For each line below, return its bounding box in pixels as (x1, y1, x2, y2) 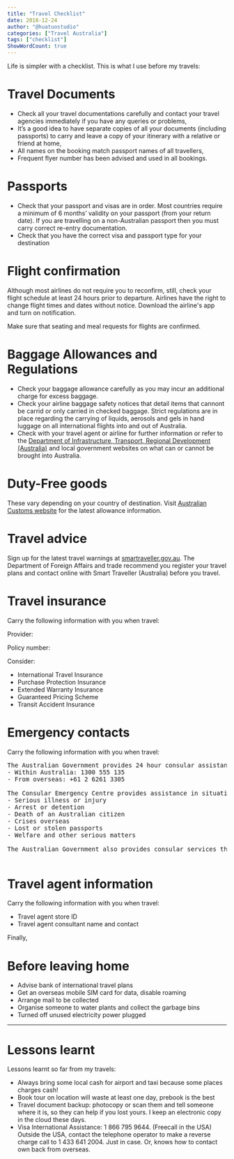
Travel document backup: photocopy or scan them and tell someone (17, 1101, 214, 1109)
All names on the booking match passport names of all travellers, (17, 146, 204, 154)
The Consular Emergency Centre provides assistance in (7, 789, 198, 797)
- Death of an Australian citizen (7, 810, 125, 818)
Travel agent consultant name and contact (17, 920, 139, 928)
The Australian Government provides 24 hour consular (7, 761, 195, 769)
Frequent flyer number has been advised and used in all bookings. (17, 154, 208, 162)
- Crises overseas (7, 817, 70, 825)
